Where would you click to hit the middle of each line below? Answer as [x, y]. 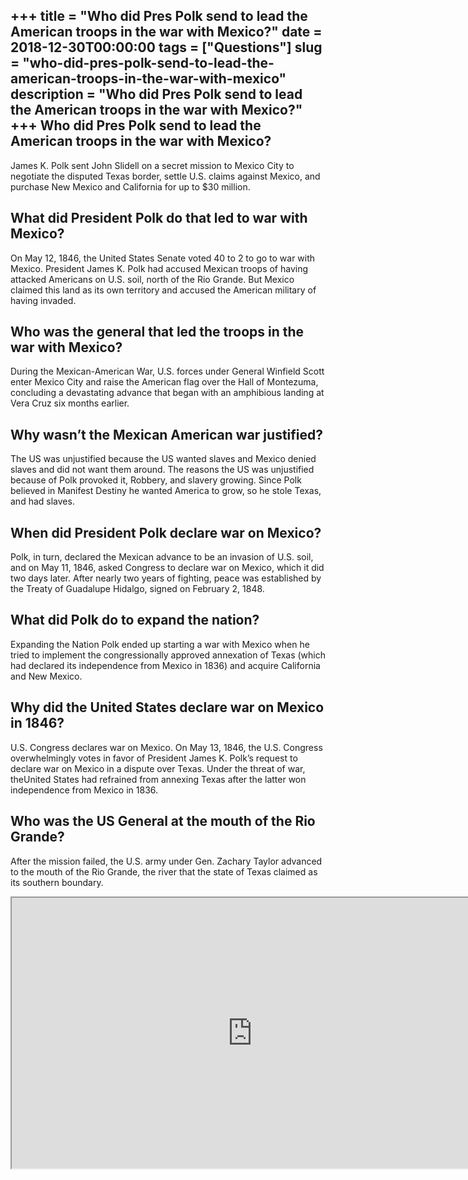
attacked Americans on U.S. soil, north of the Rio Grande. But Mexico [152, 279]
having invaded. [43, 300]
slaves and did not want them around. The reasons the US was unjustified [162, 470]
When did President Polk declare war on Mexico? [166, 532]
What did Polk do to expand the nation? [135, 620]
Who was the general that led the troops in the [157, 332]
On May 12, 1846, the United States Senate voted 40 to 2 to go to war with [163, 258]
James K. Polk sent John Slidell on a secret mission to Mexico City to [152, 165]
